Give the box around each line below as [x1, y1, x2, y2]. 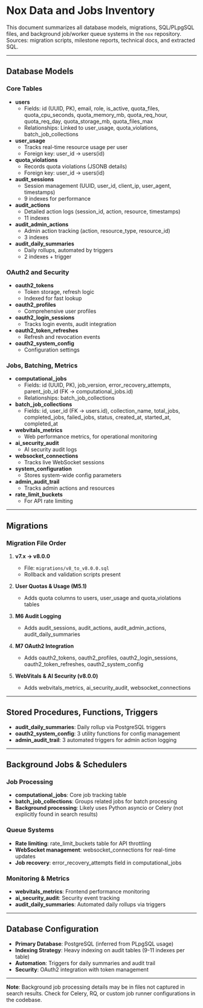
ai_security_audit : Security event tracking [14, 895, 120, 901]
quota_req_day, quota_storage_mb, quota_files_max [24, 118, 153, 125]
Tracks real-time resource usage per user [24, 143, 128, 150]
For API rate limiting [24, 498, 74, 505]
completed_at [24, 420, 59, 427]
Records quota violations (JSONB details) [24, 162, 127, 170]
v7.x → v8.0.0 [14, 552, 50, 559]
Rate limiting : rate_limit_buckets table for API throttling [14, 839, 152, 847]
